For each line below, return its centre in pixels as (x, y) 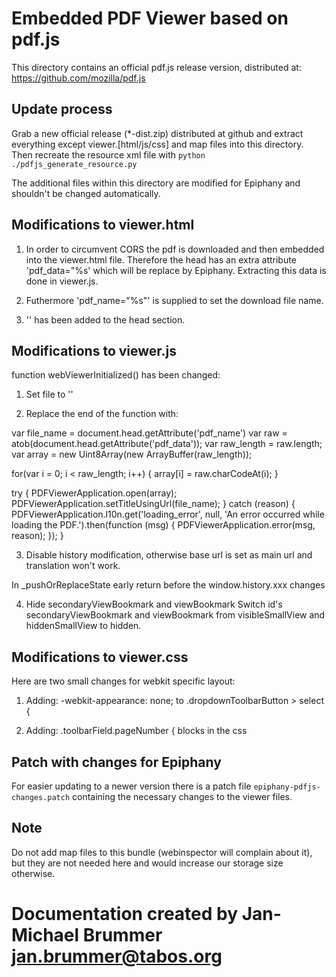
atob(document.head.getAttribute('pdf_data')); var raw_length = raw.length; (167, 444)
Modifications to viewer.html (103, 225)
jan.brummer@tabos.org (117, 956)
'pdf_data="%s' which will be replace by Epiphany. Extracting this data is (176, 270)
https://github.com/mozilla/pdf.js (78, 78)
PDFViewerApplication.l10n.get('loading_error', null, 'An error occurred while (168, 514)
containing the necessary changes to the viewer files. (182, 796)
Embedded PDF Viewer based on (150, 18)
